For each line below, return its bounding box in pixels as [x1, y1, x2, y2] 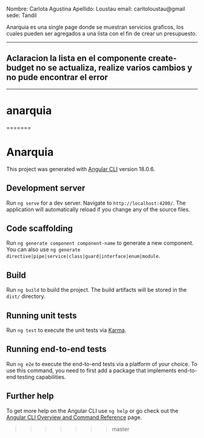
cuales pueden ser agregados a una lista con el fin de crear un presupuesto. [6, 30, 197, 37]
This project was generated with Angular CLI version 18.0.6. [6, 165, 155, 172]
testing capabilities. [17, 373, 66, 380]
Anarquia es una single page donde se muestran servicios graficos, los [6, 24, 184, 30]
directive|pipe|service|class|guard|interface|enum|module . [6, 252, 160, 260]
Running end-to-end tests [6, 344, 107, 355]
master [112, 425, 129, 433]
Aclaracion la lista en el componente [6, 53, 147, 63]
